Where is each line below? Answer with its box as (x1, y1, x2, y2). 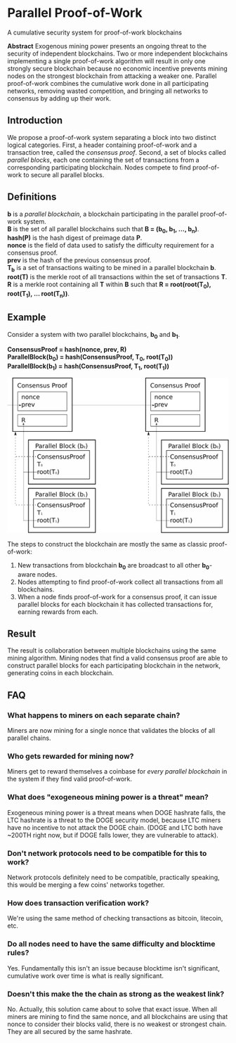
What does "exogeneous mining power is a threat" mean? (7, 793, 209, 802)
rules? (7, 948, 29, 958)
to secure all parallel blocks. (23, 170, 105, 179)
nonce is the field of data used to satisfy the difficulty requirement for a (7, 241, 214, 250)
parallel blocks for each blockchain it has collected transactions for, (17, 600, 213, 608)
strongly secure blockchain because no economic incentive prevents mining (7, 64, 228, 72)
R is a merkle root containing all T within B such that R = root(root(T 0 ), (7, 280, 211, 290)
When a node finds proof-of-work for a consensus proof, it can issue (17, 592, 218, 601)
